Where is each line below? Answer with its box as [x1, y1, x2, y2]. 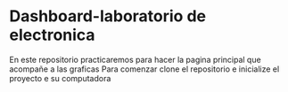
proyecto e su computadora [9, 73, 111, 83]
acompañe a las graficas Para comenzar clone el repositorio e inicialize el [9, 64, 280, 74]
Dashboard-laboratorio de [9, 6, 207, 27]
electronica [9, 25, 95, 45]
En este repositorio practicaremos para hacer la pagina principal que [9, 54, 261, 65]
